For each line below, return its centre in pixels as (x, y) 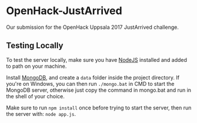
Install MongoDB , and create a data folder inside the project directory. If (93, 77)
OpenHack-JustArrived (64, 11)
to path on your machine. (36, 66)
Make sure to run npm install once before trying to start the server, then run (99, 108)
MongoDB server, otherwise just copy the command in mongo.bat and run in (99, 90)
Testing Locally (35, 46)
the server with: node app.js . (41, 114)
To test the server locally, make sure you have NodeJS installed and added (96, 59)
